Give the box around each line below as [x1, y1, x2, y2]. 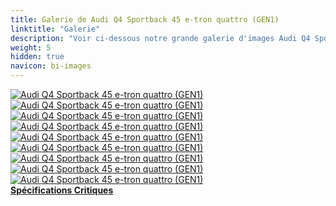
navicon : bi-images [10, 61, 92, 71]
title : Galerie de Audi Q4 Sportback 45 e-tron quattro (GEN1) [10, 14, 280, 25]
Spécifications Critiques [10, 184, 114, 196]
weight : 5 [10, 42, 52, 53]
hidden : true [10, 52, 65, 62]
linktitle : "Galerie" [10, 24, 101, 34]
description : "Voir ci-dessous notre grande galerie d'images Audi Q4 [10, 33, 311, 43]
